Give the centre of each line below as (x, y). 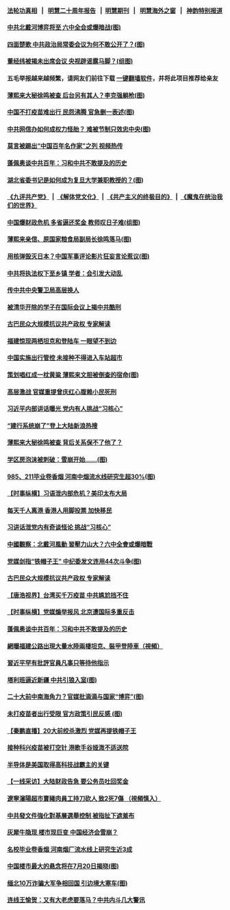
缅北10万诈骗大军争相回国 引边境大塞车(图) (67, 883)
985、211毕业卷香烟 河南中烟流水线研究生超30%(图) (81, 477)
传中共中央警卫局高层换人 (43, 290)
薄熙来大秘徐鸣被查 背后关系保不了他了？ (65, 442)
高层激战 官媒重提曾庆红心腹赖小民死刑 (62, 392)
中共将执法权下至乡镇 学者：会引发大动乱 (65, 273)
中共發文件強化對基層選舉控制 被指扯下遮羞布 (71, 816)
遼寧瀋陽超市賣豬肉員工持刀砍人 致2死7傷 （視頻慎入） (84, 798)
